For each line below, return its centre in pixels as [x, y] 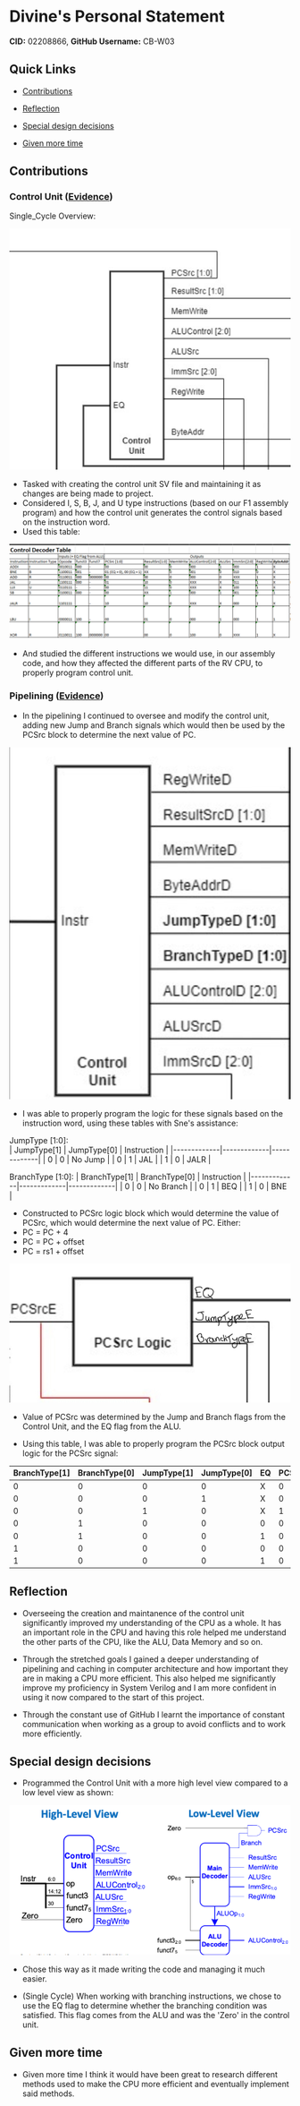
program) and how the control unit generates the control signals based [152, 512]
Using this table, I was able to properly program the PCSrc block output [154, 1443]
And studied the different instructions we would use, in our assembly [149, 654]
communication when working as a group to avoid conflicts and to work [154, 1724]
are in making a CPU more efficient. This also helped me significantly [149, 1678]
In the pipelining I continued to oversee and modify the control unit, [146, 715]
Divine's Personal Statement [117, 17]
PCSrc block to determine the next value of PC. [109, 734]
